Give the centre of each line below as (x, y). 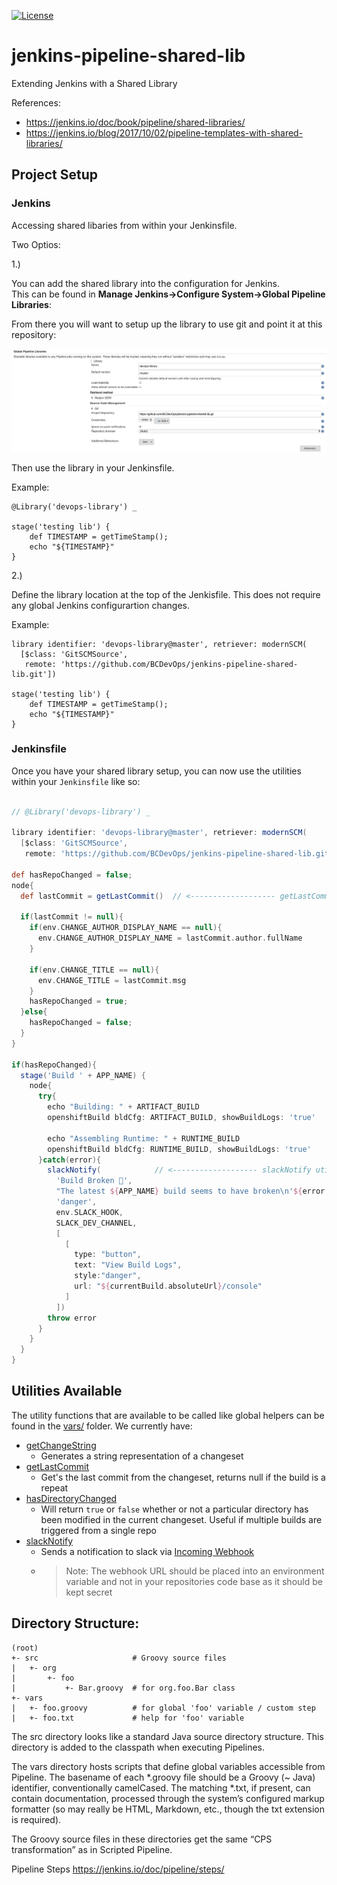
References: (36, 102)
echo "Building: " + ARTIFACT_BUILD (123, 1107)
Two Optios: (36, 244)
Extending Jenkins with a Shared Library (94, 83)
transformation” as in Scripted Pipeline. (92, 1849)
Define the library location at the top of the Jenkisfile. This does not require (166, 594)
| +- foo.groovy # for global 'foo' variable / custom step (163, 1708)
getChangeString (61, 1445)
